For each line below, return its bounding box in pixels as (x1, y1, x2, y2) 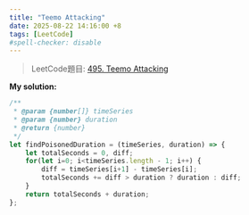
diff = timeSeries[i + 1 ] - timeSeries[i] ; (41, 165, 198, 174)
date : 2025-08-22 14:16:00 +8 (9, 21, 122, 30)
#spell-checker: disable (9, 37, 102, 47)
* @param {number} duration (12, 115, 118, 124)
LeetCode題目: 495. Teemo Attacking (30, 63, 169, 74)
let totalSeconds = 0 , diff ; (25, 148, 134, 157)
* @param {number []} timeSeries (12, 107, 134, 116)
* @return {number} (12, 123, 87, 132)
